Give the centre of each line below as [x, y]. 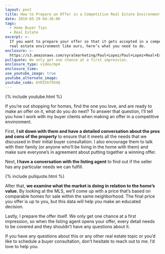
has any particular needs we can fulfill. [44, 167]
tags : [11, 23]
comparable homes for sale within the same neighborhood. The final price [80, 196]
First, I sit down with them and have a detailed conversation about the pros [82, 131]
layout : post [18, 10]
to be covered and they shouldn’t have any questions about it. [68, 227]
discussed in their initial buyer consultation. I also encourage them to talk [79, 141]
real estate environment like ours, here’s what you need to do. [78, 46]
